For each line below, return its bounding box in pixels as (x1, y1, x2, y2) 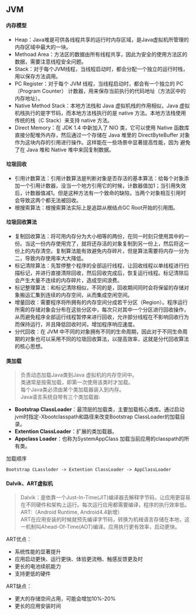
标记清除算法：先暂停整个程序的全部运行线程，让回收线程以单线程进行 (14, 262, 184, 269)
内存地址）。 (14, 94, 43, 102)
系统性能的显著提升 (14, 548, 61, 555)
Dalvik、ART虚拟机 (6, 479, 53, 486)
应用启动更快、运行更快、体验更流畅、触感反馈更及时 (14, 556, 143, 563)
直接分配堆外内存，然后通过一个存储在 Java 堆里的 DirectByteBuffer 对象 (14, 131, 190, 138)
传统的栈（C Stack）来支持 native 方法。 (14, 117, 113, 124)
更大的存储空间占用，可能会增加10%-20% (14, 595, 116, 602)
